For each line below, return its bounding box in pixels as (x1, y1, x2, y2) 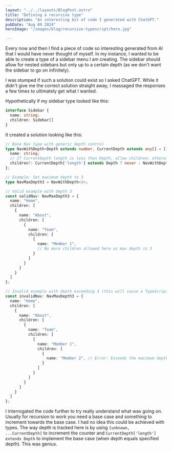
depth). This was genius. (5, 441, 58, 447)
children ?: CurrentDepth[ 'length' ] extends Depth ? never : (10, 160, 141, 166)
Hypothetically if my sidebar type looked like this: (5, 98, 110, 104)
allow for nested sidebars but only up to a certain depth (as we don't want (5, 62, 161, 68)
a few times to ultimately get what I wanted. (5, 88, 97, 94)
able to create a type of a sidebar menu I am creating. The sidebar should (5, 56, 160, 62)
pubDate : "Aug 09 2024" (5, 22, 56, 27)
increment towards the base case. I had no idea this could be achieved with (5, 419, 165, 425)
